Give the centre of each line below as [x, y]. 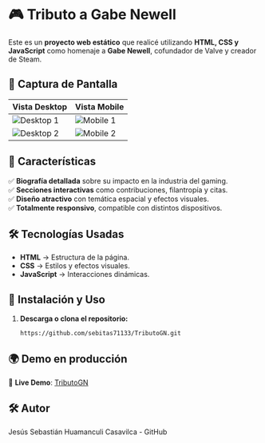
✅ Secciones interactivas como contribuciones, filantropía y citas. [118, 190]
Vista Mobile [99, 106]
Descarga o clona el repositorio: [74, 318]
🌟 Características [52, 162]
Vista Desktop [40, 106]
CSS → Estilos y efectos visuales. [75, 266]
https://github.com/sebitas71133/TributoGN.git [100, 334]
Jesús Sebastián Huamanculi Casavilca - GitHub [88, 432]
